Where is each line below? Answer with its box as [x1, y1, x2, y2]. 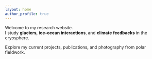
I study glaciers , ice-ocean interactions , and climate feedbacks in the [5, 30, 147, 35]
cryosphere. [5, 35, 30, 41]
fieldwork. [5, 49, 25, 55]
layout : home [5, 7, 32, 12]
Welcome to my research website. [5, 24, 73, 30]
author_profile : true [5, 12, 49, 16]
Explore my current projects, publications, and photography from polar [5, 44, 146, 50]
